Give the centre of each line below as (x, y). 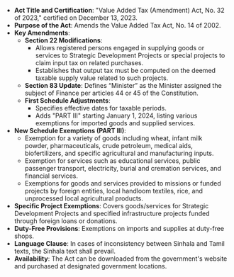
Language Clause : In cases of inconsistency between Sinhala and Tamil (119, 243)
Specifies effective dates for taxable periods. (101, 108)
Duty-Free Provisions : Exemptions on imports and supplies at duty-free (119, 228)
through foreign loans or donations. (66, 221)
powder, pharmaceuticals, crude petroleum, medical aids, (109, 146)
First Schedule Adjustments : (68, 101)
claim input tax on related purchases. (89, 63)
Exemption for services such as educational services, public (112, 161)
